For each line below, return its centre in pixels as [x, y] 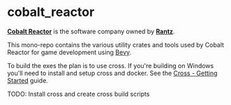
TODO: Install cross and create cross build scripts [79, 94]
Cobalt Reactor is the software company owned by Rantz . [91, 31]
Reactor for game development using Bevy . [69, 52]
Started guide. [28, 80]
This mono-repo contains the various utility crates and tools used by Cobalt [116, 45]
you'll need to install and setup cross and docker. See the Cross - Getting [112, 73]
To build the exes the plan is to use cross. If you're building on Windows [111, 65]
